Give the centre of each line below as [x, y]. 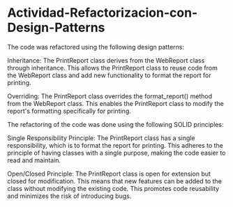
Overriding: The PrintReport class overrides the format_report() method [110, 96]
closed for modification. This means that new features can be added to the [114, 181]
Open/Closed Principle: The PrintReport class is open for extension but [109, 174]
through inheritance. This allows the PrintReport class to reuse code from [112, 68]
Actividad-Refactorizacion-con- [103, 13]
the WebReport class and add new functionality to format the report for [109, 75]
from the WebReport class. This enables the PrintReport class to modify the [116, 103]
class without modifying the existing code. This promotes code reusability [113, 188]
